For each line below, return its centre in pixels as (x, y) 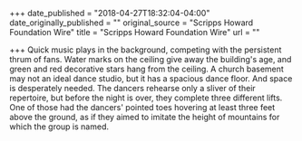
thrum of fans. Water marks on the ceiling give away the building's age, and (151, 59)
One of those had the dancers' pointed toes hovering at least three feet (142, 107)
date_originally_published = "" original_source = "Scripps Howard (132, 23)
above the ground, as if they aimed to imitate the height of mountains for (145, 117)
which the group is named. (59, 127)
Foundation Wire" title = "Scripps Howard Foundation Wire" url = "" (135, 32)
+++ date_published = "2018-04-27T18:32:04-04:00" (110, 13)
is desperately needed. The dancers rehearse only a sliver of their (132, 88)
